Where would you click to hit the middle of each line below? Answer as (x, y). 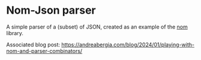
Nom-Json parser (51, 10)
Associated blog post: (33, 45)
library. (15, 33)
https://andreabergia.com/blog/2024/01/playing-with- (128, 45)
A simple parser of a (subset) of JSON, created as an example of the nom (97, 27)
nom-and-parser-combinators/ (44, 50)
